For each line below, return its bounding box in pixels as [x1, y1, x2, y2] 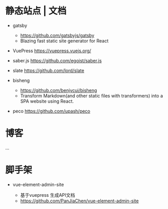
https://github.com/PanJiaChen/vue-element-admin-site [20, 198, 139, 204]
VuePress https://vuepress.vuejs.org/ [12, 48, 92, 54]
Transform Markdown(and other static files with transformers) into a [20, 92, 163, 99]
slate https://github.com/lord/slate [12, 67, 85, 74]
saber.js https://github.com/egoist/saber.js [12, 57, 102, 63]
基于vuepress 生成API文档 [20, 192, 75, 198]
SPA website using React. [20, 98, 74, 104]
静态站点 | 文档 [5, 5, 67, 17]
